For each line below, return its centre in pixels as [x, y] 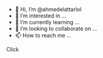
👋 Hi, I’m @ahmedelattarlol [48, 9]
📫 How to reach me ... [43, 35]
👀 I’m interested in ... [41, 16]
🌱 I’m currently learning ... [47, 22]
